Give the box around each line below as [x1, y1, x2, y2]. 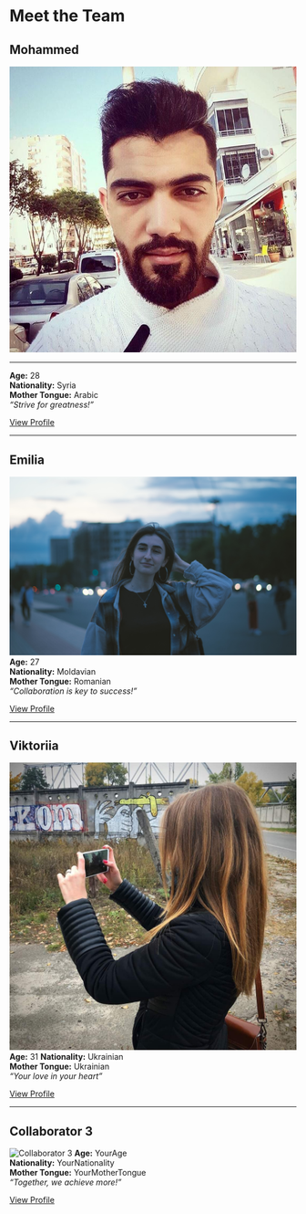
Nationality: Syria [9, 380, 76, 391]
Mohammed [9, 42, 79, 58]
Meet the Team [9, 5, 126, 26]
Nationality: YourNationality [9, 1157, 116, 1168]
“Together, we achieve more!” [9, 1177, 122, 1188]
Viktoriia [9, 738, 59, 754]
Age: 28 [9, 371, 41, 382]
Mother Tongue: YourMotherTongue [9, 1167, 147, 1178]
